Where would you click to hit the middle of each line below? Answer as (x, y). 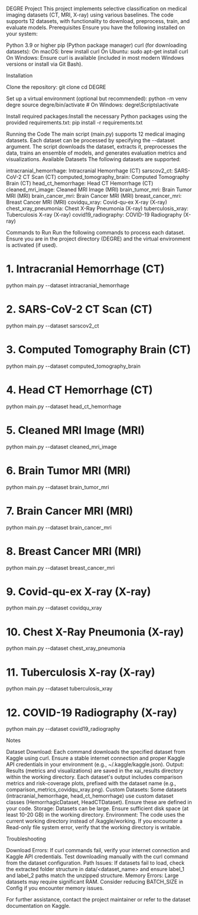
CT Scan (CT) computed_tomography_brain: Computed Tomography (106, 177)
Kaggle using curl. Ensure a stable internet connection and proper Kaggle (95, 758)
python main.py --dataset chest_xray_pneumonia (66, 648)
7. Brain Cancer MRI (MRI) (70, 511)
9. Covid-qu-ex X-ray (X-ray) (79, 591)
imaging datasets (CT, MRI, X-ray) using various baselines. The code (90, 15)
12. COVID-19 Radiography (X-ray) (92, 712)
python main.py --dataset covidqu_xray (54, 608)
